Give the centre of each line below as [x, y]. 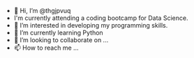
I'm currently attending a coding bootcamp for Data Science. [101, 18]
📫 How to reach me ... [46, 48]
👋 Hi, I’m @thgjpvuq [42, 11]
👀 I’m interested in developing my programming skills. [91, 25]
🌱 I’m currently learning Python [58, 32]
